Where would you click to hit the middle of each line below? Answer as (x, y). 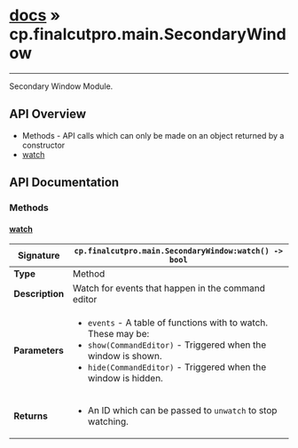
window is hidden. (125, 379)
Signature (39, 256)
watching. (108, 421)
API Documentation (64, 183)
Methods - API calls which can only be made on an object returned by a (153, 135)
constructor (43, 145)
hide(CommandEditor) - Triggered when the (177, 367)
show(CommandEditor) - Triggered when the (177, 345)
